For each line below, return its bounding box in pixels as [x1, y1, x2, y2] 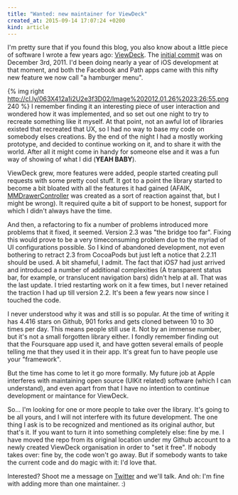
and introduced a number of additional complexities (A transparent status [7, 266, 222, 275]
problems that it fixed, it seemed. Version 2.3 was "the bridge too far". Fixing [7, 228, 232, 237]
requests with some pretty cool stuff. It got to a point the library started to [7, 176, 222, 185]
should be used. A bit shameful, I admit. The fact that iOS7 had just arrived [7, 258, 226, 267]
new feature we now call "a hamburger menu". [7, 73, 144, 82]
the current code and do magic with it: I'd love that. [7, 458, 157, 467]
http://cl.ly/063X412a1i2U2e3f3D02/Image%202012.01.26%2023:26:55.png [7, 95, 229, 103]
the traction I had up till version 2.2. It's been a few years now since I [7, 289, 209, 297]
